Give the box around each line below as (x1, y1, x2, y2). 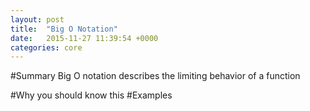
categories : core (10, 42, 83, 53)
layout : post (10, 14, 65, 25)
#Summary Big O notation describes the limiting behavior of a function (10, 70, 301, 82)
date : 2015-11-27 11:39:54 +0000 (10, 33, 159, 43)
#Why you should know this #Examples (10, 89, 173, 101)
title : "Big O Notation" (10, 24, 118, 34)
